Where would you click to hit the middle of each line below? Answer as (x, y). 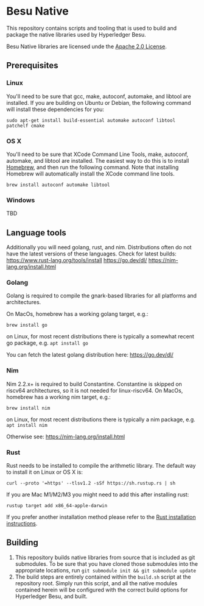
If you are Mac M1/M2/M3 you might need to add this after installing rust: (98, 494)
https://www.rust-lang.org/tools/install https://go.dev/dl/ (77, 260)
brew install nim (28, 408)
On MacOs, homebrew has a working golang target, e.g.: (77, 314)
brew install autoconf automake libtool (58, 185)
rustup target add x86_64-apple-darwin (57, 505)
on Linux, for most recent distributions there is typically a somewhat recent (100, 337)
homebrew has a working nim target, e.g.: (58, 397)
